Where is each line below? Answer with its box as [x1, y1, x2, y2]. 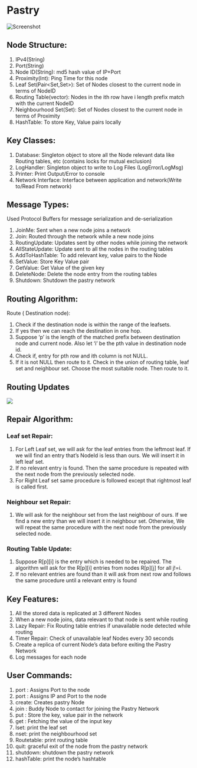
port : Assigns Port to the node [15, 686, 90, 693]
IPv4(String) [15, 55, 45, 63]
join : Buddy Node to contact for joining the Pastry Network [15, 705, 159, 712]
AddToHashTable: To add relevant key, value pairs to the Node [15, 252, 167, 259]
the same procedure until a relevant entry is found [15, 577, 137, 584]
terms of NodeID [15, 87, 56, 94]
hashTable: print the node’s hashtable [15, 755, 107, 762]
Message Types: [6, 199, 70, 209]
